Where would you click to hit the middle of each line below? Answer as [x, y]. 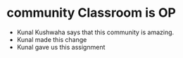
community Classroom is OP [91, 13]
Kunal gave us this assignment [61, 47]
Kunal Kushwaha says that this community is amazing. [95, 32]
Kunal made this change [52, 39]
